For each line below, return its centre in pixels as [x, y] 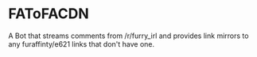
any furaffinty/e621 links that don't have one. [82, 44]
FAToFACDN [49, 14]
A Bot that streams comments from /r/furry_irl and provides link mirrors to [128, 36]
